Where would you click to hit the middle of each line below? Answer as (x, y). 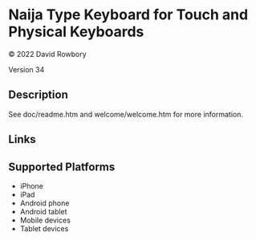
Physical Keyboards (76, 32)
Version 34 (26, 69)
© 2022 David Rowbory (47, 54)
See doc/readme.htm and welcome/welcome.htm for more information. (126, 114)
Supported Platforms (62, 167)
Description (38, 95)
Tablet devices (44, 228)
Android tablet (43, 211)
